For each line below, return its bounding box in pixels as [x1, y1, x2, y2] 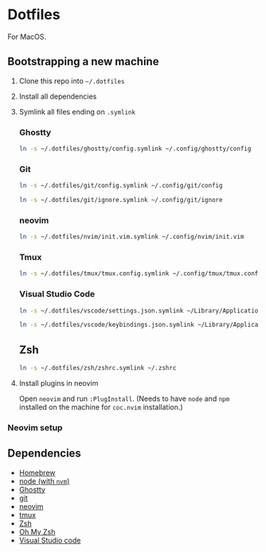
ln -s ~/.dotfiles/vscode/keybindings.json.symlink [18, 321, 194, 329]
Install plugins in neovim [18, 379, 99, 388]
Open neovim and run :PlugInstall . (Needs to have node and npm [18, 394, 230, 403]
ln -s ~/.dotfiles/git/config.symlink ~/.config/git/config [18, 181, 223, 190]
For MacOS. [7, 32, 47, 41]
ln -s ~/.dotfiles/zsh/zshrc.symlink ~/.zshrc [18, 364, 177, 372]
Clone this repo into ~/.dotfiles [18, 76, 125, 85]
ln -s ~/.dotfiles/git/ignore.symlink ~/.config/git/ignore [18, 196, 223, 204]
